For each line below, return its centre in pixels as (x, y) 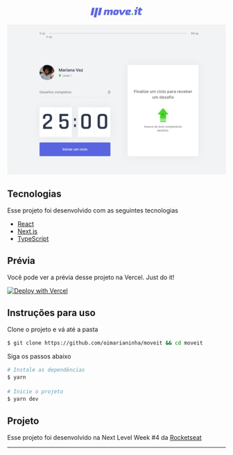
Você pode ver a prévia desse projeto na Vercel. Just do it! (91, 277)
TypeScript (33, 239)
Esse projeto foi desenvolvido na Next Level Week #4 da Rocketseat (105, 438)
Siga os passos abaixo (39, 356)
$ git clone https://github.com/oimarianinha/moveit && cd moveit (105, 343)
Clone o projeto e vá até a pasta (53, 329)
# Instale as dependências (46, 370)
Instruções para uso (51, 313)
